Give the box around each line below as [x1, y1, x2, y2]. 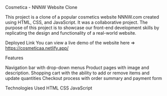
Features [5, 55, 24, 61]
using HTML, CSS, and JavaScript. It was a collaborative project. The [5, 20, 148, 25]
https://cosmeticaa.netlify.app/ [5, 45, 69, 51]
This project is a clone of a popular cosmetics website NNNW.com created [5, 14, 159, 20]
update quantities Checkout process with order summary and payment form [5, 75, 162, 81]
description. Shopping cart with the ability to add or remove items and [5, 70, 149, 76]
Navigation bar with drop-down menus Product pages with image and [5, 65, 149, 70]
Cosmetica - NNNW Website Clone [5, 5, 78, 10]
